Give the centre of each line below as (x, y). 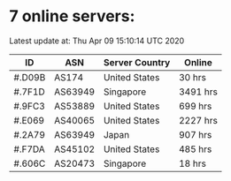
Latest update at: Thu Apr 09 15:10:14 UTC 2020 (97, 41)
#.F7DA (30, 149)
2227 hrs (198, 120)
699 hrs (195, 106)
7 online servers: (72, 16)
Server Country (137, 62)
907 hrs (195, 134)
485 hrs (195, 149)
